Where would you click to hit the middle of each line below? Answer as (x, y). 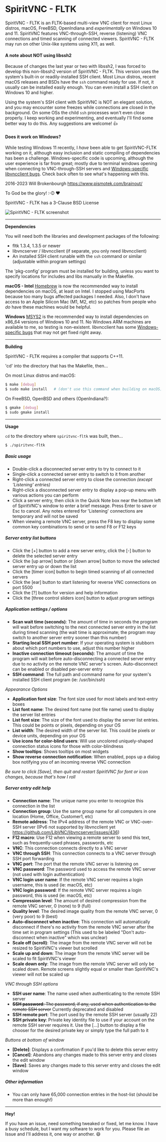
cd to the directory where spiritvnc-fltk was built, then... (64, 436)
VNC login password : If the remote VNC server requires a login (77, 890)
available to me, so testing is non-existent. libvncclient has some (71, 327)
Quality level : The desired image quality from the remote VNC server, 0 (85, 911)
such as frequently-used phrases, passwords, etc (63, 842)
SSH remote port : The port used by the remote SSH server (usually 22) (85, 1014)
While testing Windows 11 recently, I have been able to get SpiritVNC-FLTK (81, 148)
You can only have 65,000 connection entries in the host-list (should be (85, 1094)
